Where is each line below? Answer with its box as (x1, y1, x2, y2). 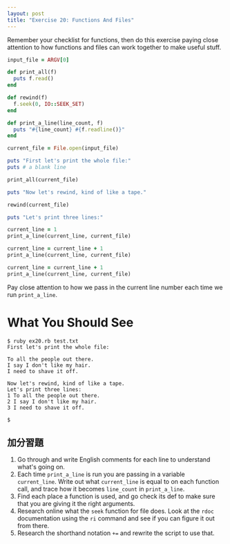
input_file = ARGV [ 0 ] (7, 56, 70, 63)
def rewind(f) (7, 94, 48, 101)
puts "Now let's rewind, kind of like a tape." (7, 188, 147, 196)
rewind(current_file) (7, 201, 70, 208)
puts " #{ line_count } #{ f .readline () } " (13, 126, 126, 133)
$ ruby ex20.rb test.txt (7, 337, 79, 345)
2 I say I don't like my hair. (7, 398, 97, 405)
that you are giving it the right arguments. (17, 500, 135, 508)
